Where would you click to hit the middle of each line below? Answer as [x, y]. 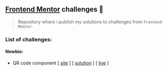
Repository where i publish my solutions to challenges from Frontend [90, 21]
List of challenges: [29, 39]
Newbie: [15, 52]
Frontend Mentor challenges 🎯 [54, 9]
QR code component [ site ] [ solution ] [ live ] [61, 63]
